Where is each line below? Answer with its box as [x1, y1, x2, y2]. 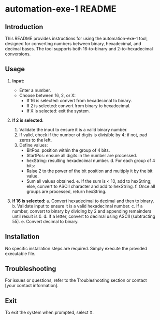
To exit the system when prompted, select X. [5, 309, 94, 316]
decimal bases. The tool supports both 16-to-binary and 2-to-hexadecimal [5, 46, 153, 51]
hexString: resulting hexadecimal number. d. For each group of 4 [26, 158, 156, 163]
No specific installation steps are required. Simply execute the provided [5, 245, 147, 251]
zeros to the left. [19, 137, 52, 143]
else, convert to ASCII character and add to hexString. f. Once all [26, 183, 156, 189]
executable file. [5, 251, 36, 256]
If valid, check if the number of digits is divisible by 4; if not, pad [19, 132, 147, 138]
